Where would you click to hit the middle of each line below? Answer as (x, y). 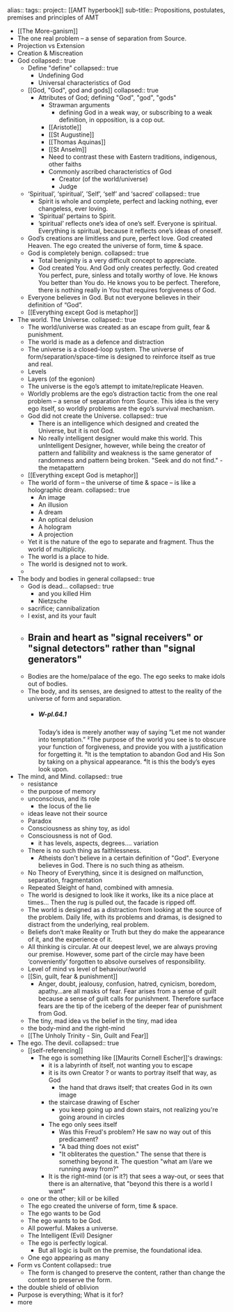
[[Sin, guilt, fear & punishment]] (73, 976)
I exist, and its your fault (62, 616)
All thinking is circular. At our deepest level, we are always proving (122, 946)
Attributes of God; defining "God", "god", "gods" (107, 98)
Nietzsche (53, 601)
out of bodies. (48, 684)
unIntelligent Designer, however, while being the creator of (122, 446)
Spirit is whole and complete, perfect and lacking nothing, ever (128, 201)
